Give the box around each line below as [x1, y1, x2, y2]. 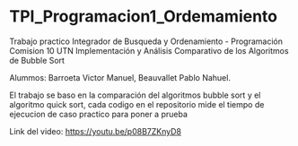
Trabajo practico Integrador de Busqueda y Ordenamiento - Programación [9, 36, 284, 47]
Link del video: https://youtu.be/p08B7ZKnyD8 [9, 125, 182, 136]
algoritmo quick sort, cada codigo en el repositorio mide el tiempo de [9, 99, 265, 109]
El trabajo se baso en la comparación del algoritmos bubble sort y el [9, 90, 261, 100]
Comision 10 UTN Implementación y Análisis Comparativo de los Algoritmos [9, 45, 289, 56]
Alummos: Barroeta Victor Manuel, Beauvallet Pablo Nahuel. [9, 72, 232, 82]
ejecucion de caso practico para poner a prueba [9, 108, 188, 119]
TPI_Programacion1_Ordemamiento [9, 6, 278, 27]
